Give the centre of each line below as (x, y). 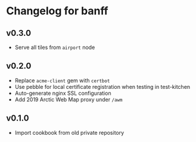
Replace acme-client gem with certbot (62, 80)
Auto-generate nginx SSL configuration (63, 93)
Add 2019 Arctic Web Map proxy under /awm (69, 99)
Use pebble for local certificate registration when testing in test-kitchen (102, 87)
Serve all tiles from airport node (55, 47)
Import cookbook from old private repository (69, 132)
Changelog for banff (57, 11)
